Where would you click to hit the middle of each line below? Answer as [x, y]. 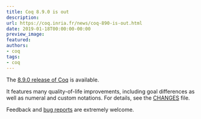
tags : [13, 57]
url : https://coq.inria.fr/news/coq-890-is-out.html [74, 23]
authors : [17, 46]
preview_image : [26, 34]
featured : [19, 40]
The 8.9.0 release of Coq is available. [53, 80]
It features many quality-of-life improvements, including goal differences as [101, 91]
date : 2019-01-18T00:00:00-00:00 [49, 29]
